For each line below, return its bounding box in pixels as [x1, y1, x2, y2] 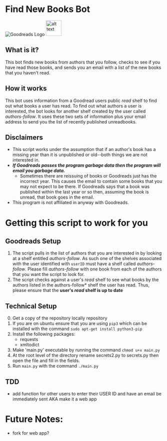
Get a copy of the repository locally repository [12, 315, 107, 321]
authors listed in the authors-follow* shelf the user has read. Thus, [12, 282, 150, 288]
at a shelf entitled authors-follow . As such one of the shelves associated [12, 255, 162, 261]
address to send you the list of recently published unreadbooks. [5, 118, 137, 124]
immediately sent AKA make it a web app [12, 396, 97, 402]
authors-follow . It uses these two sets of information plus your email [5, 113, 146, 119]
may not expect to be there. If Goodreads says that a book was [19, 183, 150, 189]
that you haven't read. [5, 69, 50, 75]
